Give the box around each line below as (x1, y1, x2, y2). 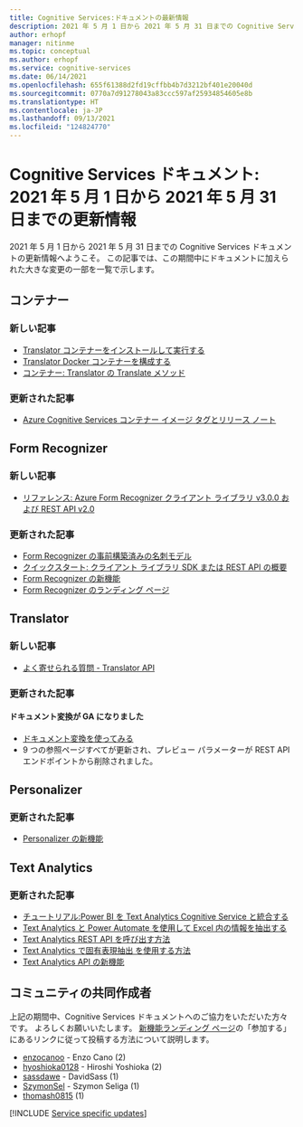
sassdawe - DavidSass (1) (22, 1071, 119, 1082)
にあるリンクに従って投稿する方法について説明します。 (9, 1033, 214, 1045)
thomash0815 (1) (22, 1090, 85, 1101)
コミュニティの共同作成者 (9, 985, 152, 1000)
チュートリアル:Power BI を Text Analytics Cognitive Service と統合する (22, 911, 289, 923)
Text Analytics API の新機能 (22, 956, 125, 968)
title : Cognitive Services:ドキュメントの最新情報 (9, 13, 189, 23)
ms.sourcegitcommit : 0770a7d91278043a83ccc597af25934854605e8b (9, 89, 253, 98)
